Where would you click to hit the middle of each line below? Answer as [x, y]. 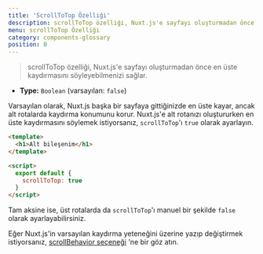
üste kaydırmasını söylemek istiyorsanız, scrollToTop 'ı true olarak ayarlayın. [131, 123]
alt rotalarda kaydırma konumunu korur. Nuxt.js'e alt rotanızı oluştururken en [131, 114]
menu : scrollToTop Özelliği [54, 30]
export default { [44, 173]
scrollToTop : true [52, 180]
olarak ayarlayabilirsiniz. [47, 219]
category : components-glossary [59, 37]
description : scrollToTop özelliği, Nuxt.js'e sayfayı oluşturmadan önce [131, 23]
